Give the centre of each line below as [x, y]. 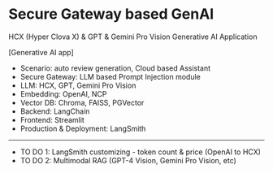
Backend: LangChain [55, 111]
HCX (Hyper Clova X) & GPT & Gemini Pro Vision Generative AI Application [133, 37]
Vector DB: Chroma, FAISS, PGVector [82, 102]
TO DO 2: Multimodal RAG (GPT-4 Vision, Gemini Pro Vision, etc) [128, 160]
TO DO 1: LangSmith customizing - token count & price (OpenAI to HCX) [141, 152]
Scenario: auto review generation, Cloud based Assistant [115, 68]
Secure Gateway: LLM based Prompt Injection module [110, 76]
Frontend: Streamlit [52, 119]
